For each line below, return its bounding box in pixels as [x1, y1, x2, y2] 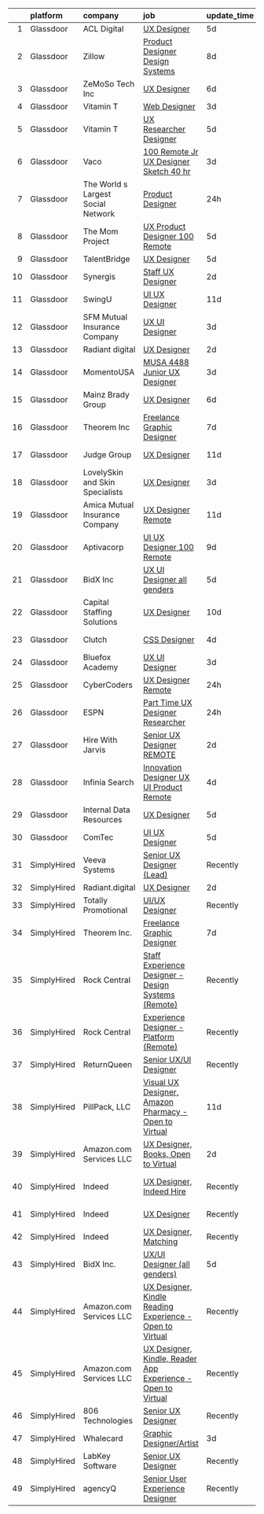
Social [82, 198, 106, 209]
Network [82, 209, 115, 219]
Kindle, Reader [142, 1353, 198, 1364]
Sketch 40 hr [142, 166, 191, 176]
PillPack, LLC [82, 1102, 131, 1112]
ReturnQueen [82, 1059, 132, 1069]
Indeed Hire [142, 1186, 186, 1197]
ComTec [82, 832, 114, 843]
